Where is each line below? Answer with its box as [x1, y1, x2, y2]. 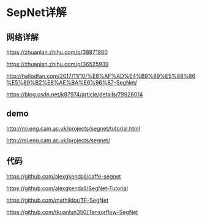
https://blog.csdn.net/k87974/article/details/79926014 [6, 91, 143, 98]
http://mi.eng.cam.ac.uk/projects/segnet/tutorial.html [6, 124, 140, 132]
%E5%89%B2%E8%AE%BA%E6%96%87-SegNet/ [6, 79, 138, 86]
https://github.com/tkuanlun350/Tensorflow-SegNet [6, 208, 138, 215]
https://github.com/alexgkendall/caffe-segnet [6, 172, 121, 180]
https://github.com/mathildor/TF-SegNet [6, 196, 109, 204]
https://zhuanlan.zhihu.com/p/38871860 [6, 48, 108, 56]
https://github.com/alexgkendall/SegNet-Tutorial [6, 185, 129, 192]
